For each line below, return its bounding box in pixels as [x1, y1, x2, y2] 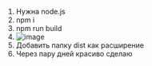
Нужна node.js [15, 7, 66, 16]
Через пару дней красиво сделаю [15, 49, 133, 58]
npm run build [15, 24, 62, 33]
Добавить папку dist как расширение [15, 41, 144, 50]
